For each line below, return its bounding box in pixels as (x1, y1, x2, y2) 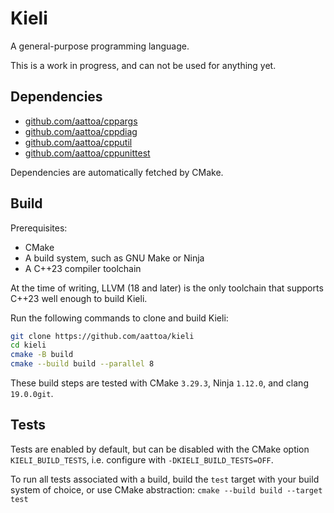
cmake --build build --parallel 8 (10, 359, 155, 369)
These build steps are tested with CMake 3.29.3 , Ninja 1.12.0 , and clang (10, 377, 309, 389)
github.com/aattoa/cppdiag (24, 125, 138, 137)
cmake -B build (10, 350, 74, 360)
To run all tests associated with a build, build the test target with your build (10, 473, 320, 485)
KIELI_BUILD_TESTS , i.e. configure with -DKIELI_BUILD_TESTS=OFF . (10, 453, 274, 466)
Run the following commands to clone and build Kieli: (10, 312, 229, 324)
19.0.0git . (10, 388, 54, 400)
